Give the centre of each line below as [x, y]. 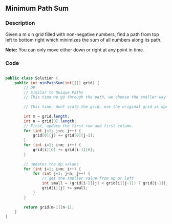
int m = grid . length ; [47, 116]
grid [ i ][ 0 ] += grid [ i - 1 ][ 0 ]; [64, 150]
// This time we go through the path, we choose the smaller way [95, 97]
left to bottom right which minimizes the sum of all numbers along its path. [83, 40]
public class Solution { [32, 78]
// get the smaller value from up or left [88, 179]
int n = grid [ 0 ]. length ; [50, 121]
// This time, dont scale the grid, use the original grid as [91, 107]
